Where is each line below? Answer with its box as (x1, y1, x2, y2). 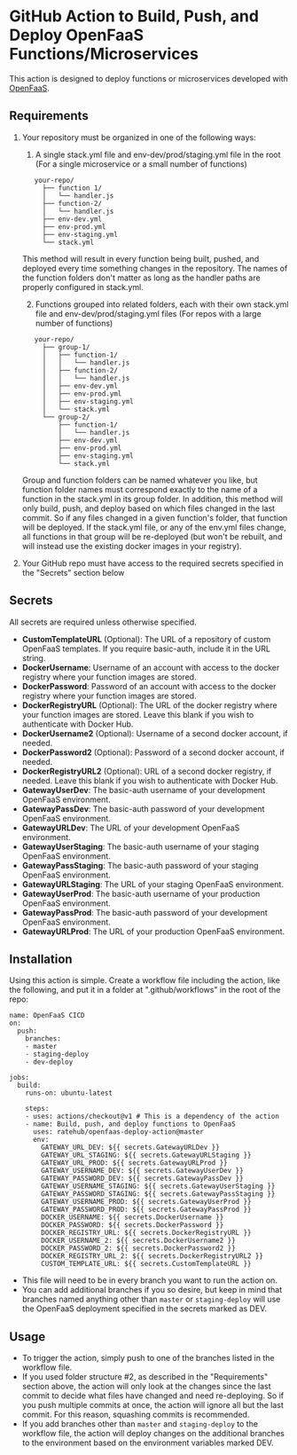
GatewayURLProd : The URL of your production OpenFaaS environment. (21, 925, 285, 937)
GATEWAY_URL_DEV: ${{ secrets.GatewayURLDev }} (41, 1143, 220, 1152)
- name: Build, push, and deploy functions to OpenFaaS (25, 1120, 237, 1129)
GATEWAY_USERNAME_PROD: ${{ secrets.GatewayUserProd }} (41, 1198, 252, 1207)
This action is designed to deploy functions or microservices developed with (9, 73, 288, 83)
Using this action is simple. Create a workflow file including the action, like (9, 975, 281, 986)
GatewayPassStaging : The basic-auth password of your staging (21, 860, 259, 870)
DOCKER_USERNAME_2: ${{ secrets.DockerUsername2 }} (41, 1236, 237, 1246)
